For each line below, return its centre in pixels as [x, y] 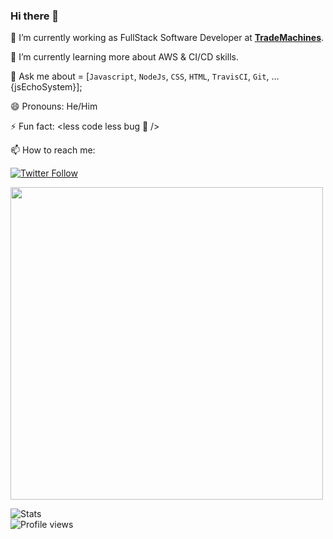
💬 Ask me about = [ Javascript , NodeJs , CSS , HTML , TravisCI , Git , [140, 76]
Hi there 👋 [35, 16]
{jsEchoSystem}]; [46, 87]
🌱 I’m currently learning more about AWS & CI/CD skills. [124, 57]
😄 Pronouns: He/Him [54, 106]
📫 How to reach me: [53, 150]
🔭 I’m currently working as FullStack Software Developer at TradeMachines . [167, 38]
